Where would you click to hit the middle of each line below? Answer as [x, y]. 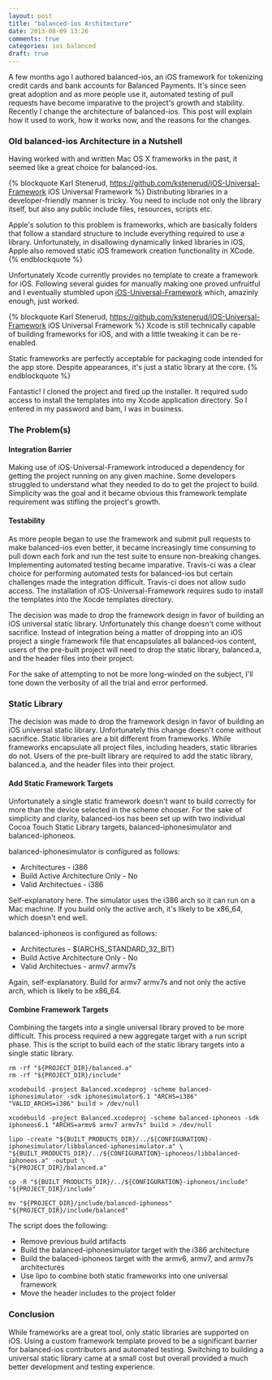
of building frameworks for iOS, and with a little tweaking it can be [119, 334]
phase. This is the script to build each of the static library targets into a [127, 1045]
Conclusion [32, 1314]
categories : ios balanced [52, 46]
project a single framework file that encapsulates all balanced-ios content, [133, 641]
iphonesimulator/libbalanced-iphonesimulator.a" [92, 1147]
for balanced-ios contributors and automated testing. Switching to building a [136, 1349]
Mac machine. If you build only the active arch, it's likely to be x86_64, [126, 909]
